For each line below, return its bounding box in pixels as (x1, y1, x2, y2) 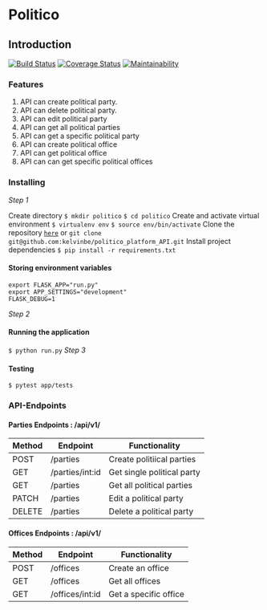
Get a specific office (107, 588, 184, 600)
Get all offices (107, 575, 161, 587)
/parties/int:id (51, 467, 102, 478)
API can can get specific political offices (19, 157, 153, 166)
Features (8, 79, 44, 90)
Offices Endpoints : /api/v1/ (8, 528, 102, 538)
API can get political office (19, 148, 107, 158)
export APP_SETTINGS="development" (8, 287, 127, 296)
